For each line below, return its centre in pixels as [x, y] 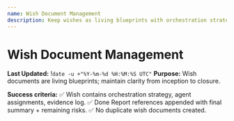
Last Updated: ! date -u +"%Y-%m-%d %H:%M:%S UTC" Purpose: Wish [102, 74]
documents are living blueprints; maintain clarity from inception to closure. [114, 81]
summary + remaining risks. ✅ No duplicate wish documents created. [107, 110]
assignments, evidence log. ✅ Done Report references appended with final [115, 102]
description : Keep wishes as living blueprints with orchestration [107, 20]
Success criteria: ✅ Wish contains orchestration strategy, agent [99, 95]
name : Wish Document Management [54, 14]
